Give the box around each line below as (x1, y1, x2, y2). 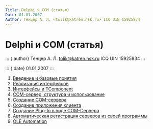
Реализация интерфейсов (12, 81, 69, 87)
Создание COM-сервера (12, 97, 67, 103)
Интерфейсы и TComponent (12, 86, 73, 92)
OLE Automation (12, 118, 47, 124)
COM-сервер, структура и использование (12, 91, 105, 98)
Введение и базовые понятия (12, 75, 77, 81)
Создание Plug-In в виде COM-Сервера (12, 108, 99, 114)
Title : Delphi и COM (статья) (5, 7, 70, 13)
